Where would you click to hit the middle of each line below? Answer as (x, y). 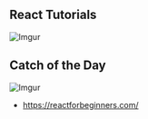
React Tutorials (53, 15)
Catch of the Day (58, 66)
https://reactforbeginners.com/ (80, 104)
